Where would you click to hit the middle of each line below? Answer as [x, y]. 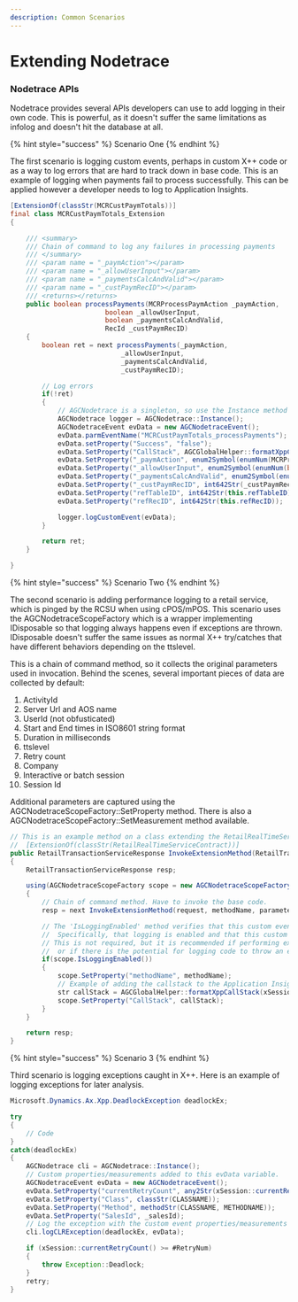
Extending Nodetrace [90, 61]
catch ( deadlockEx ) [44, 1150]
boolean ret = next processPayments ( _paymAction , [135, 345]
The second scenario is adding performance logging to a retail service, [139, 600]
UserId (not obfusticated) [69, 719]
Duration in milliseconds [67, 738]
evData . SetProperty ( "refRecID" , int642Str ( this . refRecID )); [170, 501]
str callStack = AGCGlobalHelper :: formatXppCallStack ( [160, 992]
